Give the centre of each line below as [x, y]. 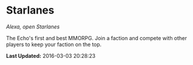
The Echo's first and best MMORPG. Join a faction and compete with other [96, 38]
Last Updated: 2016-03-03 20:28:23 [51, 56]
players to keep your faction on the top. [54, 44]
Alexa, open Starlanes [33, 27]
